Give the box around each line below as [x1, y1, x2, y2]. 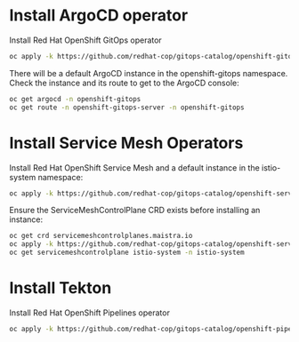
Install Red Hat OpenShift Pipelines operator [9, 307, 171, 318]
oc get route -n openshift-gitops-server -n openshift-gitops [9, 103, 245, 112]
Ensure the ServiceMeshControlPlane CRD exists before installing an [9, 205, 261, 216]
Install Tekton [9, 278, 112, 298]
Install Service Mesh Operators [9, 132, 244, 153]
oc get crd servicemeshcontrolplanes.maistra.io [9, 232, 193, 241]
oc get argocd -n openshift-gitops [9, 94, 141, 103]
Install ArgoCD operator [9, 5, 189, 26]
